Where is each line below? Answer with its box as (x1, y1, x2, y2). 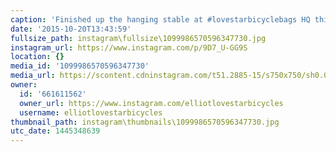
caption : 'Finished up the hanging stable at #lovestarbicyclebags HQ (10, 14, 311, 25)
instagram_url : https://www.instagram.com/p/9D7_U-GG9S (10, 42, 248, 53)
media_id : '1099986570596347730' (10, 61, 150, 71)
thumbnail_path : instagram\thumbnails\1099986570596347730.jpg (10, 117, 280, 127)
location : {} (10, 52, 65, 62)
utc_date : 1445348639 (10, 126, 101, 136)
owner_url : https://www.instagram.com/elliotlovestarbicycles (19, 98, 284, 108)
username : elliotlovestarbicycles (19, 107, 163, 118)
